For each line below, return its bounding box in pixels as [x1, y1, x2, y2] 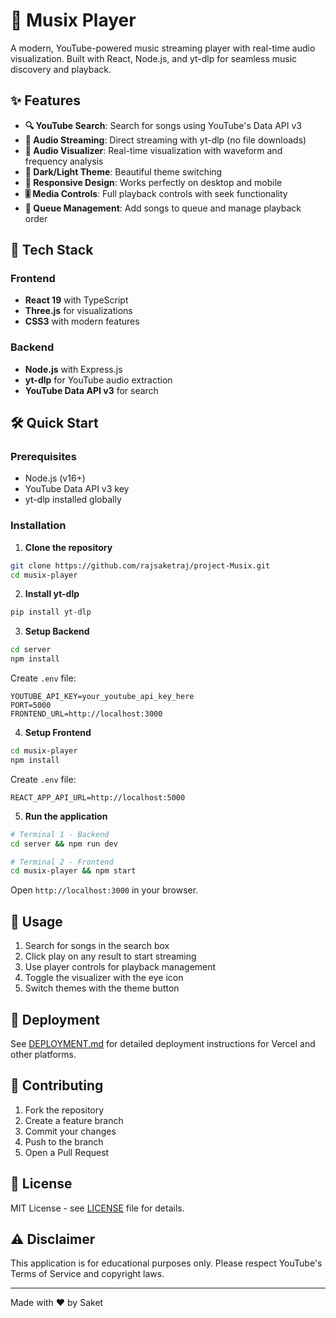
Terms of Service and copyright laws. [10, 1268, 165, 1280]
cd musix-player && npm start [10, 866, 137, 876]
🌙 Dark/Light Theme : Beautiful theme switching [24, 165, 223, 178]
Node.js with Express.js [24, 363, 123, 375]
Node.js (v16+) [24, 472, 86, 484]
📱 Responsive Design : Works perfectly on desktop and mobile [24, 176, 283, 188]
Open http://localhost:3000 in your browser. [10, 884, 199, 896]
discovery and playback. [10, 63, 112, 75]
